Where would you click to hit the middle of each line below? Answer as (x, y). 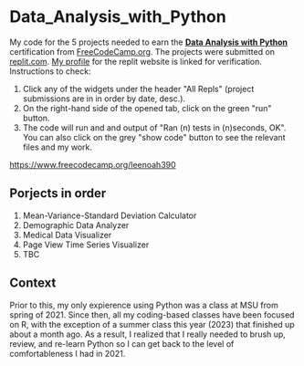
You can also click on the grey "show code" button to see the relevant (154, 137)
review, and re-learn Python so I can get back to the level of (122, 343)
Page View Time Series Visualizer (86, 245)
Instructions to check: (50, 71)
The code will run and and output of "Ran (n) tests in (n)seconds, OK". (154, 127)
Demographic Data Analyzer (76, 225)
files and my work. (58, 147)
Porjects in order (58, 193)
